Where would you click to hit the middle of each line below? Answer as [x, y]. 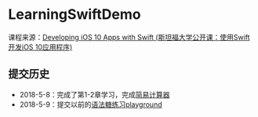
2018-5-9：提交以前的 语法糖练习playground [91, 104]
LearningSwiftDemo [74, 15]
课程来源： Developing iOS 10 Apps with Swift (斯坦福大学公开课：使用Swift [129, 37]
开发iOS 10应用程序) [40, 47]
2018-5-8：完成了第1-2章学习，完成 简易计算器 [94, 94]
